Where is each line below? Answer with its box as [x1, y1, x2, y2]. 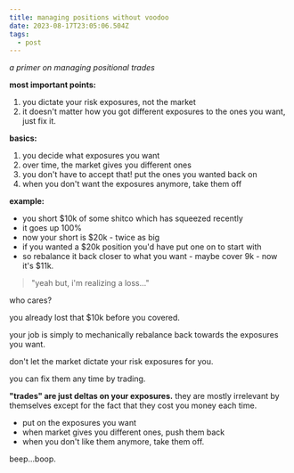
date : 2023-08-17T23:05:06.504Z [9, 21, 129, 30]
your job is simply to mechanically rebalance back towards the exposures [9, 330, 279, 340]
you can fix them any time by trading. [9, 373, 146, 384]
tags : [9, 29, 29, 38]
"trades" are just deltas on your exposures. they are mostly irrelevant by [9, 391, 280, 402]
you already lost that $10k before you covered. [9, 313, 181, 323]
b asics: [9, 133, 37, 143]
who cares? [9, 295, 52, 306]
